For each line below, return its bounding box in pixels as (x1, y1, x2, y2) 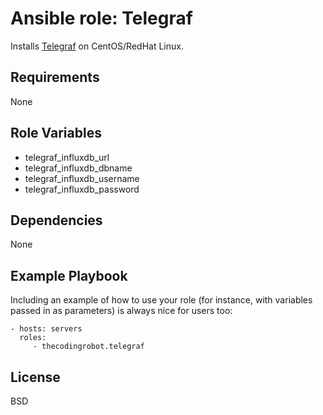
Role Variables (10, 125, 102, 142)
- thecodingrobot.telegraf (32, 342, 145, 352)
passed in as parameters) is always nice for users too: (10, 305, 233, 317)
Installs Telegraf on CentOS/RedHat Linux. (10, 40, 184, 52)
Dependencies (10, 212, 103, 229)
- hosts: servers (10, 324, 83, 334)
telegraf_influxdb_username (24, 172, 140, 184)
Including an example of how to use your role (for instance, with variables (10, 294, 313, 306)
